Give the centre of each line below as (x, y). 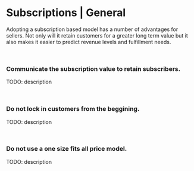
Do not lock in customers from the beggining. (73, 109)
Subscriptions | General (66, 13)
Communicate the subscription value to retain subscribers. (93, 69)
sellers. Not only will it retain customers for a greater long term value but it (97, 35)
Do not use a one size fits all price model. (67, 149)
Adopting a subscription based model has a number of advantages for (92, 29)
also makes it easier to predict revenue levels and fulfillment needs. (89, 42)
